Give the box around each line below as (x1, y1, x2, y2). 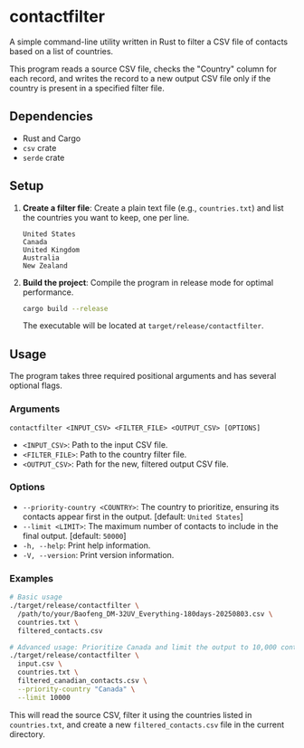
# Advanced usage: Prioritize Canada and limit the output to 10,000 (9, 642, 278, 652)
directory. (9, 728, 45, 739)
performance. (22, 287, 74, 298)
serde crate (22, 152, 65, 163)
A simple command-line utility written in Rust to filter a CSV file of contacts (9, 36, 288, 47)
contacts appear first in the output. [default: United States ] (22, 511, 244, 522)
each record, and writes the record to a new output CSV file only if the (9, 72, 271, 83)
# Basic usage (9, 592, 63, 602)
